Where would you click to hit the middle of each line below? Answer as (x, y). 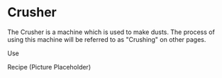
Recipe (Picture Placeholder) (49, 67)
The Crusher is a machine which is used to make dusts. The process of (111, 32)
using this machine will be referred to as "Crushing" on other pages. (107, 39)
